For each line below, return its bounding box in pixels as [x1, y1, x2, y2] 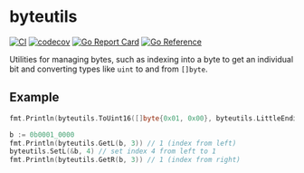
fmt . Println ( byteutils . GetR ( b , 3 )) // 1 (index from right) [9, 156, 242, 165]
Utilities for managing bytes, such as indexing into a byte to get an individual [9, 53, 294, 64]
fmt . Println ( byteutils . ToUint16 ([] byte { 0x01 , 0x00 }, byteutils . [9, 113, 257, 123]
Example [9, 90, 60, 105]
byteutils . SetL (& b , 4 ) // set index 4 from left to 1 [9, 147, 217, 156]
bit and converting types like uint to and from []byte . [9, 63, 208, 74]
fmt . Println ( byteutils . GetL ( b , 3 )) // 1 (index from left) [9, 139, 237, 148]
